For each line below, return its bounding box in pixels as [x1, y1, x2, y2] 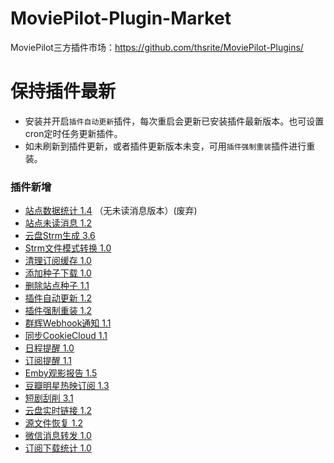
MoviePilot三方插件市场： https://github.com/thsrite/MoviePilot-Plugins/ [10, 41, 304, 53]
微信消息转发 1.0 [24, 430, 92, 442]
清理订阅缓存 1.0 [24, 255, 92, 267]
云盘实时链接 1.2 [24, 405, 92, 417]
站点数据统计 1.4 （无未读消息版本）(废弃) [24, 205, 198, 217]
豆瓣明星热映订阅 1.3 [24, 380, 110, 392]
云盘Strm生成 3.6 [24, 230, 96, 242]
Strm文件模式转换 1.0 [24, 242, 112, 254]
